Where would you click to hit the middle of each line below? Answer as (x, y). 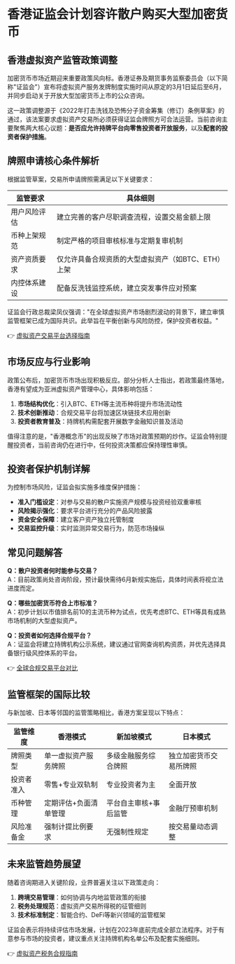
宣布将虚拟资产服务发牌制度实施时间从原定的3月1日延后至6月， (135, 87)
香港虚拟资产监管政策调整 (62, 60)
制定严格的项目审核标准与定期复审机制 (120, 240)
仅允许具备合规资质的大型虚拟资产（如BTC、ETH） (141, 259)
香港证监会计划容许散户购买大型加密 (112, 14)
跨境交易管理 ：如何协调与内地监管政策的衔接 (82, 897)
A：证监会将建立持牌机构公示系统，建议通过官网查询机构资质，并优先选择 (114, 645)
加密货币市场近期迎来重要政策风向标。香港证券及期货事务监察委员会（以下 (114, 78)
